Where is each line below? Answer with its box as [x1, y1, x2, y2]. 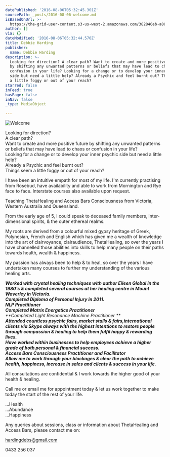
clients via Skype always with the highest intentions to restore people [5, 323, 155, 329]
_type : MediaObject [5, 102, 47, 107]
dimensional [5, 218, 31, 224]
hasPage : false [5, 92, 37, 97]
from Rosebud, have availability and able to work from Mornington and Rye [5, 183, 161, 189]
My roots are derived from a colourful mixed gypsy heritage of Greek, [5, 228, 150, 235]
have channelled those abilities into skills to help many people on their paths [5, 244, 164, 251]
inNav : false [5, 97, 33, 102]
